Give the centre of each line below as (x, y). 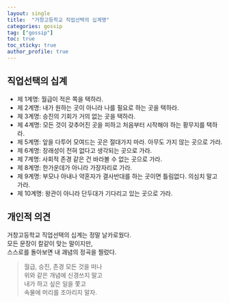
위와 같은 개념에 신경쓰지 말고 (63, 275)
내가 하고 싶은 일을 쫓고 (55, 283)
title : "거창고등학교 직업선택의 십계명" (58, 20)
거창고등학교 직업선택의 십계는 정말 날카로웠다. (69, 234)
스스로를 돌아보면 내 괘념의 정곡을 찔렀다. (62, 252)
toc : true (21, 39)
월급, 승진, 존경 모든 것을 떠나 (63, 266)
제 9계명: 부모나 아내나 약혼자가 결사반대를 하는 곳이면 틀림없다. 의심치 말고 (117, 176)
